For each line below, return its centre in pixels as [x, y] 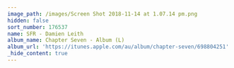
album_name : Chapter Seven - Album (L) [66, 40]
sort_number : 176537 [38, 27]
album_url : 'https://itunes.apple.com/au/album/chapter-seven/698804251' [118, 47]
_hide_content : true [38, 54]
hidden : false [28, 21]
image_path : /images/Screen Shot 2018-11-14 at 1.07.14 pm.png [103, 14]
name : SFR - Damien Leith [45, 34]
